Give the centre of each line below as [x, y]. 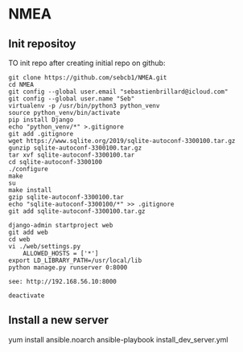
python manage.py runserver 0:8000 [68, 268]
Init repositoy [42, 44]
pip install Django [41, 120]
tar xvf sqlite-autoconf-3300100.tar [72, 155]
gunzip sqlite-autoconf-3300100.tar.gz [75, 148]
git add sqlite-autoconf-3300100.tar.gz [77, 211]
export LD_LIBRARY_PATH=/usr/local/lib [75, 260]
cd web [19, 239]
